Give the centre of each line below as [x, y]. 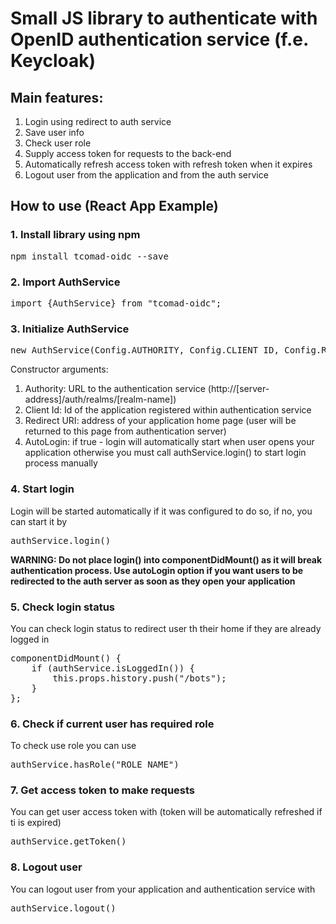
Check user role [58, 143]
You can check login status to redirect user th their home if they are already [166, 628]
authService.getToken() [68, 841]
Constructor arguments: [59, 369]
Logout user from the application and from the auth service [146, 175]
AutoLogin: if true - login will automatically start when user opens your [169, 442]
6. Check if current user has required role [112, 724]
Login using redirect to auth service [98, 121]
